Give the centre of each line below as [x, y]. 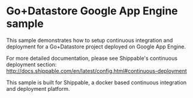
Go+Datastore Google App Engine [92, 11]
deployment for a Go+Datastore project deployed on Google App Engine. [96, 47]
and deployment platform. [38, 88]
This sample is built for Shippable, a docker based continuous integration [96, 82]
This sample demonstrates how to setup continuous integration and [90, 40]
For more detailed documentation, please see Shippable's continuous [92, 58]
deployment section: [31, 65]
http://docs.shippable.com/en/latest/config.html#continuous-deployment [96, 71]
